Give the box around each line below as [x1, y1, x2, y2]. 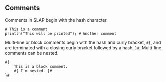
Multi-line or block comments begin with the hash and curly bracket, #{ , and [5, 40, 161, 45]
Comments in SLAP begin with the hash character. [5, 17, 108, 23]
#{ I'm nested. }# [14, 68, 52, 73]
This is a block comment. [14, 64, 68, 69]
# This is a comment [5, 27, 48, 32]
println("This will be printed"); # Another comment [5, 31, 117, 36]
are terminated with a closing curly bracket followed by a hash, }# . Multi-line [5, 44, 162, 51]
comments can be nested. [5, 50, 59, 56]
